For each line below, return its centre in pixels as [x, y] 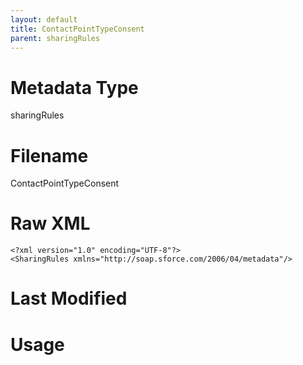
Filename [49, 155]
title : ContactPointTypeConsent [77, 29]
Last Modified [69, 298]
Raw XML [50, 223]
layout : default [44, 19]
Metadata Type [74, 87]
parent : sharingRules [55, 38]
